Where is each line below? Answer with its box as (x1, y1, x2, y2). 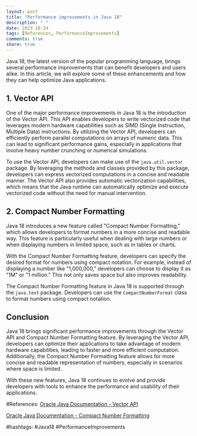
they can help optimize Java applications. (6, 76, 107, 83)
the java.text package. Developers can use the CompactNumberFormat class (6, 289, 187, 296)
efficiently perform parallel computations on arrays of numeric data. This (6, 134, 182, 141)
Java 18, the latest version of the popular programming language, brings (6, 57, 181, 65)
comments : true (6, 36, 44, 42)
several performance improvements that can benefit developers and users (6, 64, 186, 71)
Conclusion (6, 312, 49, 322)
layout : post (6, 8, 38, 15)
